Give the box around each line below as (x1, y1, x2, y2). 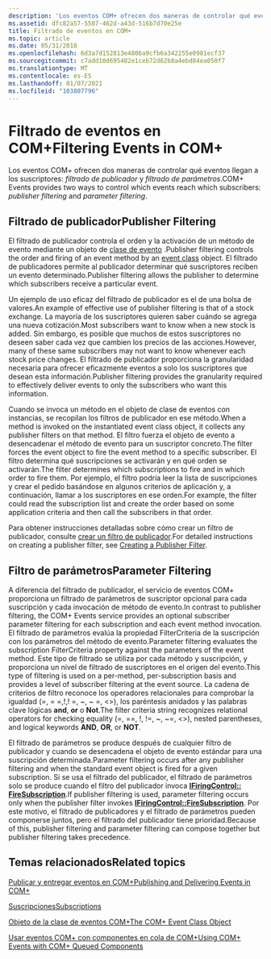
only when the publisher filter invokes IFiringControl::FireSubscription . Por (8, 798, 260, 807)
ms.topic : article (8, 34, 70, 43)
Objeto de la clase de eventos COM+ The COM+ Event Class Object (8, 917, 231, 927)
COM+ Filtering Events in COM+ (8, 139, 223, 157)
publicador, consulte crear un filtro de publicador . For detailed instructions (8, 532, 253, 542)
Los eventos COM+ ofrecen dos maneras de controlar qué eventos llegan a (8, 165, 259, 175)
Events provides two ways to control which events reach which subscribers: (8, 182, 261, 192)
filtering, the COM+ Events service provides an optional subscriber (8, 610, 231, 620)
